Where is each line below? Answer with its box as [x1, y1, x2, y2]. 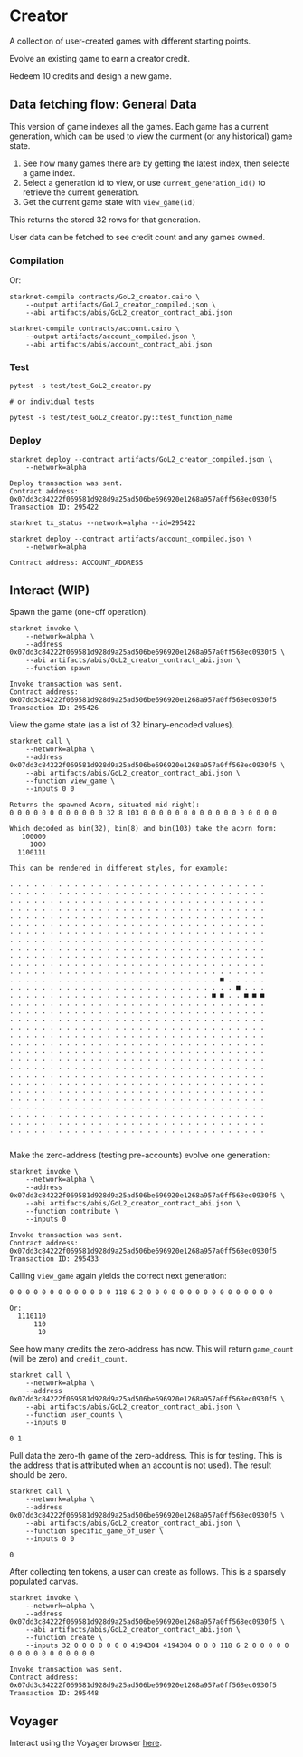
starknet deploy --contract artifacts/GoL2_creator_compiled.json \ [9, 454, 273, 464]
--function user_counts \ [25, 1410, 124, 1420]
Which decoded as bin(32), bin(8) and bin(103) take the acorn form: [9, 825, 278, 834]
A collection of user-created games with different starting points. [9, 35, 251, 46]
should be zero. [9, 1469, 68, 1480]
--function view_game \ [25, 776, 116, 786]
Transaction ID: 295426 [9, 704, 99, 713]
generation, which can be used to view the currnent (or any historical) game [9, 131, 293, 142]
